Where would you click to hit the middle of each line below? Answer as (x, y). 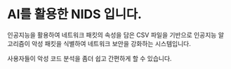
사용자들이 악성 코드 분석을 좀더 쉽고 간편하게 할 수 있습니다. (90, 58)
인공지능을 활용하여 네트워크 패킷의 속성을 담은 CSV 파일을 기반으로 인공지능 (112, 35)
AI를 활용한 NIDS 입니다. (75, 14)
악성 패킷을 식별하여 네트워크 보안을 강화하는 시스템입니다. (111, 43)
